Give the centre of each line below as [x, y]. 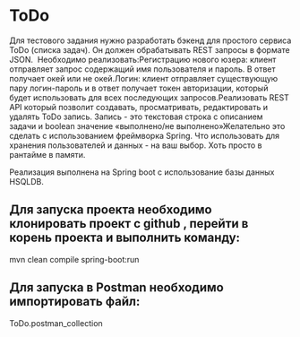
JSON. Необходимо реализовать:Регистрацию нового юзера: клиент [143, 59]
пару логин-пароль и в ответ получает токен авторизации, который [139, 88]
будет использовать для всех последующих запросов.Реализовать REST [149, 97]
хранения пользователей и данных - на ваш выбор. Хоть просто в [136, 145]
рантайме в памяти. [47, 154]
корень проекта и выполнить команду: [124, 238]
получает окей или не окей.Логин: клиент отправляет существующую [144, 78]
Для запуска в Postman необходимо [116, 288]
